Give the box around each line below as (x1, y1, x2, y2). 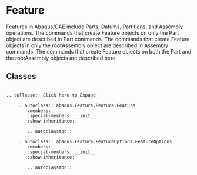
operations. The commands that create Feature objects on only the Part (6, 29, 179, 36)
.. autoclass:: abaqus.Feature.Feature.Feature (16, 103, 135, 108)
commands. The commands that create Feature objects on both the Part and (6, 48, 192, 55)
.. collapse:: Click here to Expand (6, 92, 96, 98)
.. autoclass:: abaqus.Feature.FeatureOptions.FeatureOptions (16, 138, 172, 144)
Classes (6, 71, 36, 81)
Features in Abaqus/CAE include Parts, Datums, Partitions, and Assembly (6, 23, 183, 30)
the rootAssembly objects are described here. (6, 54, 118, 61)
